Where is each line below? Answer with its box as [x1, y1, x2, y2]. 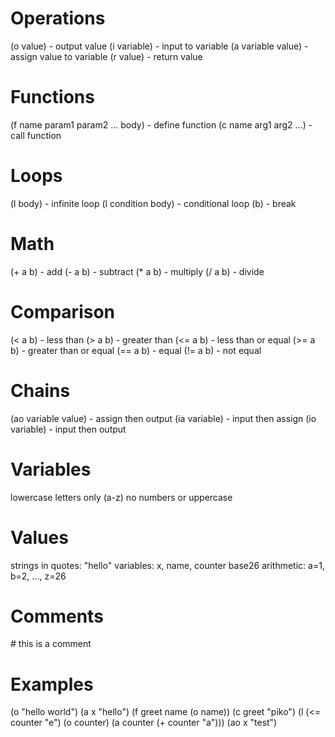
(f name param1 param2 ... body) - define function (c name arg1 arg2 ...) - [10, 118, 313, 131]
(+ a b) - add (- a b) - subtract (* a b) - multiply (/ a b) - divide [10, 265, 265, 277]
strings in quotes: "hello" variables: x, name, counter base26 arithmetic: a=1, [10, 559, 325, 571]
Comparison [10, 300, 116, 323]
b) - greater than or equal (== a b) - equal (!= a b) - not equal [10, 344, 262, 356]
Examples [10, 673, 94, 696]
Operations [10, 7, 106, 30]
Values [10, 526, 69, 549]
